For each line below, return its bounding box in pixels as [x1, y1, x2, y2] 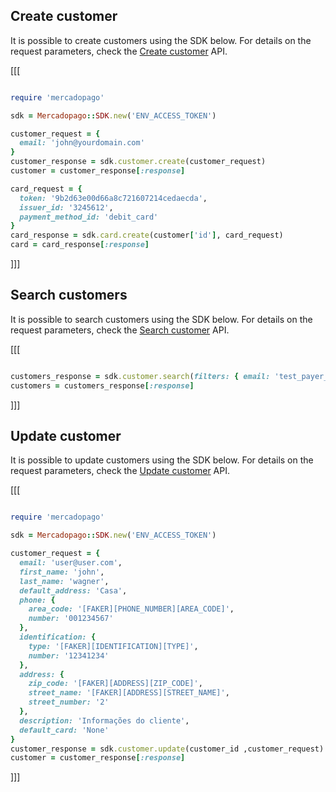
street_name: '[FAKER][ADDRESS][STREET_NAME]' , [28, 688, 230, 698]
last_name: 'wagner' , [19, 576, 110, 586]
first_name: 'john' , [19, 567, 105, 577]
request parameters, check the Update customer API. [10, 465, 231, 477]
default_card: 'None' [19, 725, 110, 735]
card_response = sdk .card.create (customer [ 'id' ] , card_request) [10, 230, 284, 241]
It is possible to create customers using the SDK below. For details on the [10, 34, 312, 46]
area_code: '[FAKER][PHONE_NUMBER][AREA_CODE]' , [28, 604, 235, 614]
